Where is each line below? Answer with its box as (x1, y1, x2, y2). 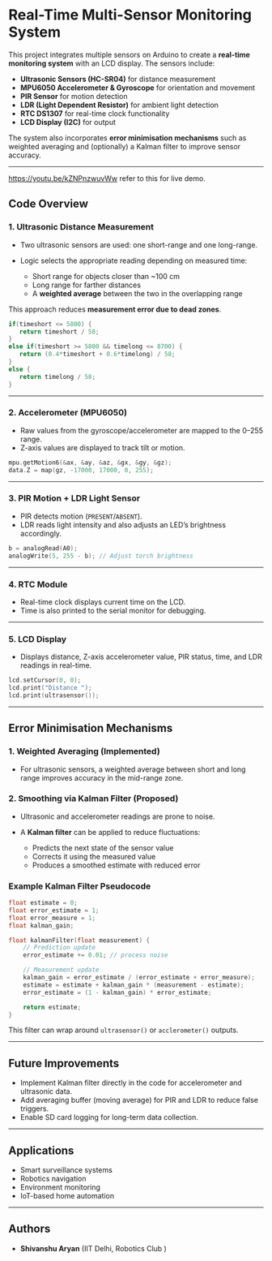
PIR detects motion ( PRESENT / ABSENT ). (19, 511, 143, 521)
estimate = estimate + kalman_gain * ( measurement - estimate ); (23, 980, 244, 989)
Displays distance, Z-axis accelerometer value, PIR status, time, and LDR (19, 652, 263, 662)
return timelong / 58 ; (19, 372, 96, 381)
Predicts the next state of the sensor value (32, 842, 174, 853)
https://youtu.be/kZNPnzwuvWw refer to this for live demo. (8, 173, 206, 183)
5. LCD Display (8, 633, 67, 644)
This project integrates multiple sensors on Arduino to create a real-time (8, 49, 251, 59)
